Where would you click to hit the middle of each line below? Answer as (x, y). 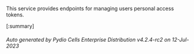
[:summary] (20, 26)
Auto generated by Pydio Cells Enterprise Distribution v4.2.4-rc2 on (88, 39)
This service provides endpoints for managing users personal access (90, 9)
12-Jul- (180, 39)
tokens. (15, 15)
